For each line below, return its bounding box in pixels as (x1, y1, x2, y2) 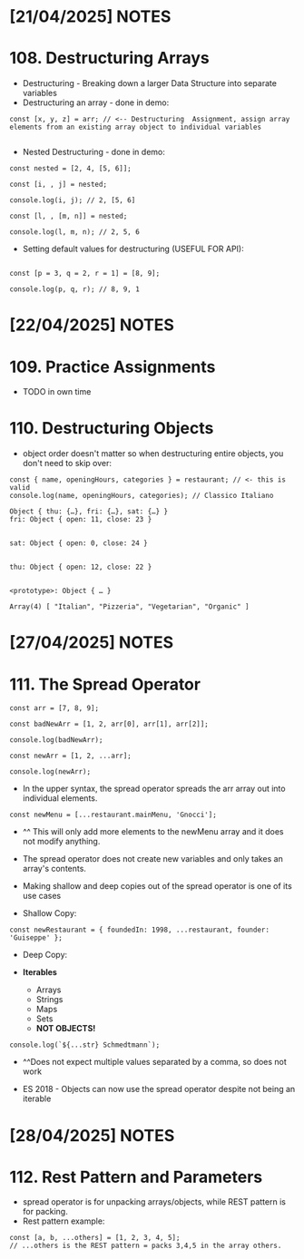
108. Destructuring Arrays (9, 48, 211, 69)
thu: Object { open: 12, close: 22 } (9, 562, 152, 572)
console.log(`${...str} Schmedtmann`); (9, 1040, 161, 1049)
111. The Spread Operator (9, 674, 201, 695)
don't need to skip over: (22, 458, 112, 469)
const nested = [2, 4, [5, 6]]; (9, 164, 132, 173)
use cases (22, 891, 62, 902)
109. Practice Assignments (9, 356, 216, 377)
